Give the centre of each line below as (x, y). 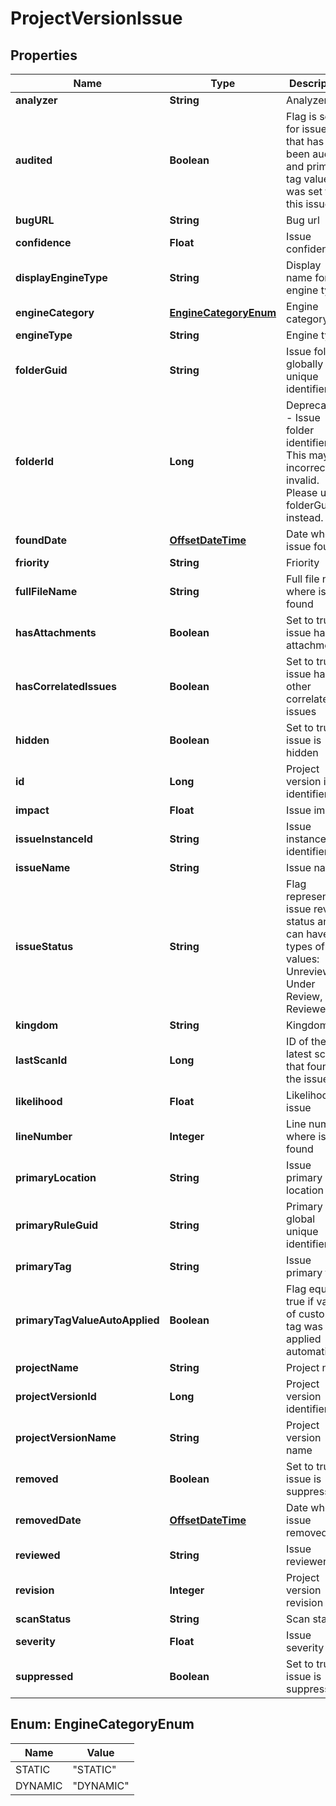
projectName (47, 1367)
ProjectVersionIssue (96, 18)
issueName (43, 867)
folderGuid (41, 370)
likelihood (39, 1101)
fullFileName (46, 591)
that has (305, 141)
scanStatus (43, 1619)
